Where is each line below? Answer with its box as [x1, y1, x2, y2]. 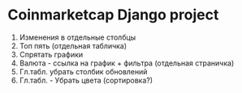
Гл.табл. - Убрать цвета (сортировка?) [19, 75, 153, 85]
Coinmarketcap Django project [7, 6, 219, 24]
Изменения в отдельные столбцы [19, 32, 136, 42]
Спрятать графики [19, 49, 84, 59]
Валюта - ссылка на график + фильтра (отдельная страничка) [19, 58, 235, 68]
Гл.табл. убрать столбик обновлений [19, 66, 148, 76]
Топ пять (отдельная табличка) [19, 40, 127, 50]
